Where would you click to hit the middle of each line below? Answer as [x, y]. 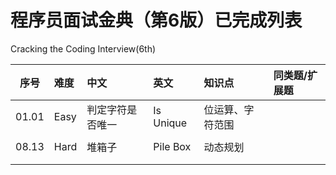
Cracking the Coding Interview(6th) [83, 48]
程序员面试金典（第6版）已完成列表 [156, 20]
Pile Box [172, 146]
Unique [170, 123]
